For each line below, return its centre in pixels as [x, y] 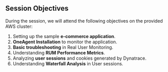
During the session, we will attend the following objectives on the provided [84, 21]
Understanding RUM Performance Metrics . [59, 52]
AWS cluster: [19, 26]
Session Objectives [37, 8]
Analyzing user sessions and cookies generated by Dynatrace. [80, 58]
